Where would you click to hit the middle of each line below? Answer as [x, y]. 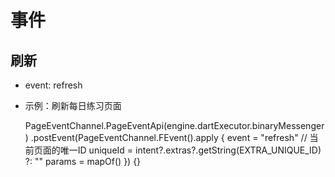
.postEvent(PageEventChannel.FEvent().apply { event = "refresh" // [169, 137]
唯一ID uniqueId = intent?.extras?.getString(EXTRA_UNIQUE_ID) [190, 150]
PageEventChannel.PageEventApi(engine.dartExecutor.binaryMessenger [174, 125]
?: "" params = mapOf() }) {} [83, 161]
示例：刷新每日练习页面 [73, 105]
